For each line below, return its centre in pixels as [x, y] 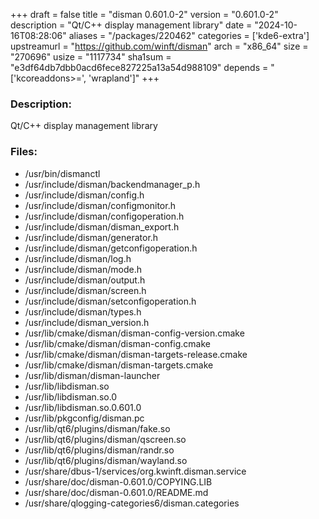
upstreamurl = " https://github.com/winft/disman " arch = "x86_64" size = [159, 46]
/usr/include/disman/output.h [85, 280]
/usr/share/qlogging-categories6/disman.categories [132, 503]
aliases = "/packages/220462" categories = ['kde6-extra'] [189, 35]
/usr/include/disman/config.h [84, 195]
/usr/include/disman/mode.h [83, 269]
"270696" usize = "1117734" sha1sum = [91, 57]
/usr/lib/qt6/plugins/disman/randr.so [99, 450]
